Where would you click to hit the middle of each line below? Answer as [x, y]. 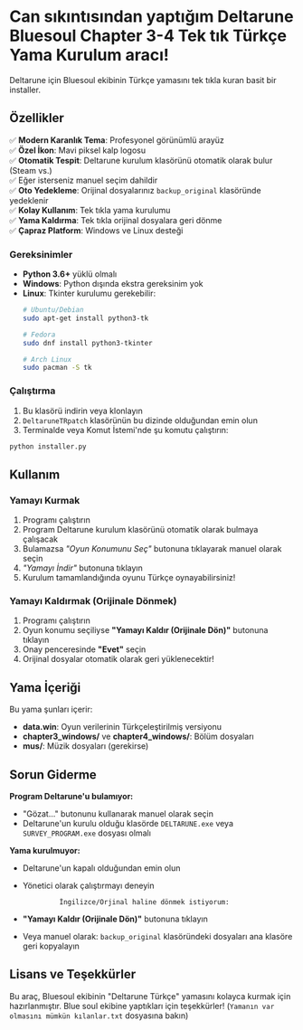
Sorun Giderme [53, 775]
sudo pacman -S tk [57, 368]
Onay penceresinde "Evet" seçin [84, 649]
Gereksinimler [41, 254]
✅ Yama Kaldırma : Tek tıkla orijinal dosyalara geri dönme [116, 220]
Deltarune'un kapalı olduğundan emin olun [101, 868]
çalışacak [40, 539]
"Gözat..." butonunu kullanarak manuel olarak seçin [118, 814]
